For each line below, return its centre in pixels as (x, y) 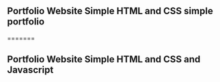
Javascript (30, 70)
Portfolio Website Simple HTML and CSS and (104, 59)
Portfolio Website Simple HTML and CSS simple (110, 11)
